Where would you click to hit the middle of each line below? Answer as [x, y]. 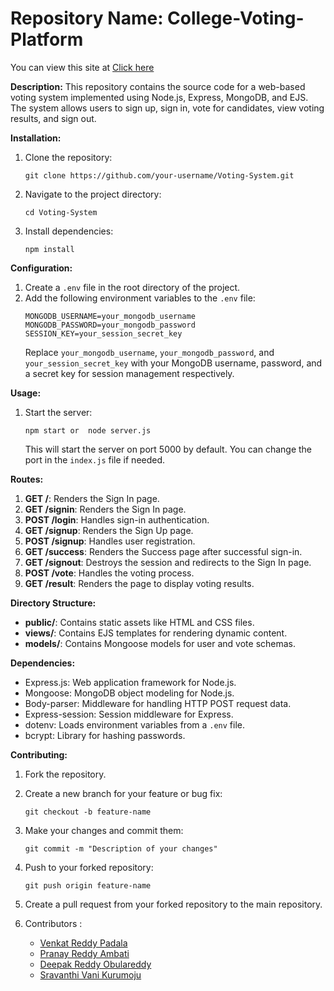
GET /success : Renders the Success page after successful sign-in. [163, 551]
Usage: [26, 393]
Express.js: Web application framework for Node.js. [130, 682]
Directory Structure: [53, 603]
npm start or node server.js [88, 430]
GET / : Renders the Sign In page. [92, 498]
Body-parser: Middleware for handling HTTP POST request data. [158, 703]
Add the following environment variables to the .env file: [140, 298]
